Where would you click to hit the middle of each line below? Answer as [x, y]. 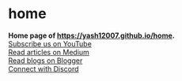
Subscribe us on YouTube [50, 43]
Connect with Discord [44, 68]
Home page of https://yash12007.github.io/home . [92, 35]
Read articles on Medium [49, 52]
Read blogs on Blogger [45, 61]
